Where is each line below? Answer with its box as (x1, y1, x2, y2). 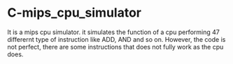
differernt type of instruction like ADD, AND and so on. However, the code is (7, 35, 226, 43)
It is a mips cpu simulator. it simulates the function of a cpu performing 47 (7, 28, 220, 36)
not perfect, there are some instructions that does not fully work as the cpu (7, 42, 224, 51)
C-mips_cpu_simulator (7, 5, 142, 21)
